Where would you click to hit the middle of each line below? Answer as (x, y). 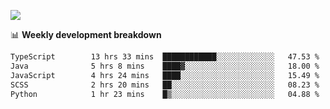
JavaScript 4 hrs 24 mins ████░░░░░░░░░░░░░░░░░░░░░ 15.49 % (165, 75)
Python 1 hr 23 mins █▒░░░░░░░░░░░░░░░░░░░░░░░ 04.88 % (165, 94)
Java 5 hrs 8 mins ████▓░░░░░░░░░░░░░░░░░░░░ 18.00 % (165, 66)
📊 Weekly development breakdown (86, 34)
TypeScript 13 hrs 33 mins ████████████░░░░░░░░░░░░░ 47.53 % (165, 57)
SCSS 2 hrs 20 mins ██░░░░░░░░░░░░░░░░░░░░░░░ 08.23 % (165, 85)
